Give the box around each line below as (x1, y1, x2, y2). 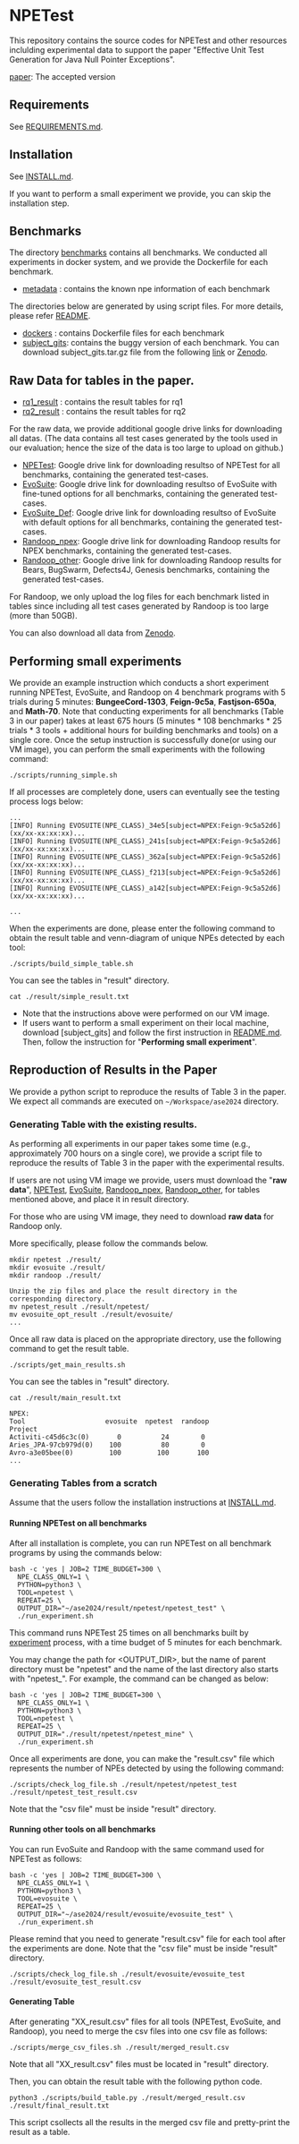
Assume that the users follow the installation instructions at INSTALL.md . (9, 1497, 277, 1508)
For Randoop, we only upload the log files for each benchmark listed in (9, 592, 270, 602)
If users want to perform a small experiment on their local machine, (21, 1018, 270, 1028)
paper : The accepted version (9, 71, 116, 81)
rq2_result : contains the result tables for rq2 (21, 406, 187, 417)
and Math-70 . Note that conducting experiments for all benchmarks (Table (9, 706, 284, 716)
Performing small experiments (9, 653, 182, 669)
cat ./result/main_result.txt (9, 1394, 122, 1403)
